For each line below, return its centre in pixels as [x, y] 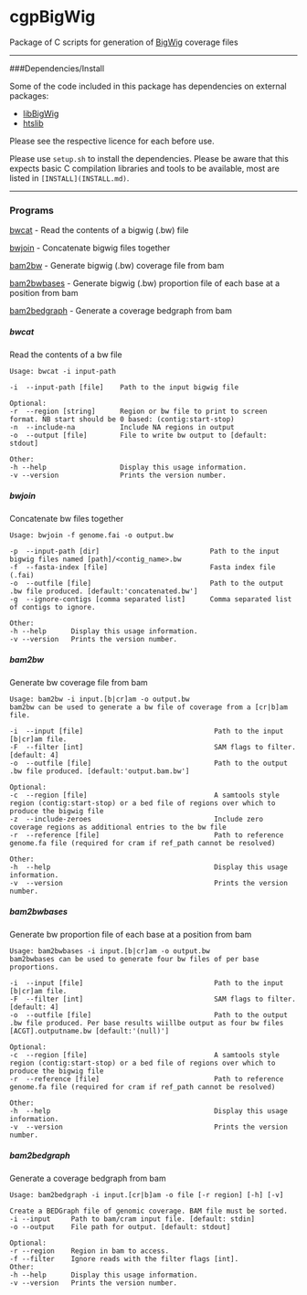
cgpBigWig [53, 17]
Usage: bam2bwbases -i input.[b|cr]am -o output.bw [110, 951]
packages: [29, 96]
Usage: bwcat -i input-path [63, 372]
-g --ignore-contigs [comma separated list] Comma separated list [151, 600]
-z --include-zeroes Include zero [136, 820]
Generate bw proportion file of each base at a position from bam [131, 935]
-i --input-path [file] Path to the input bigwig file [124, 387]
